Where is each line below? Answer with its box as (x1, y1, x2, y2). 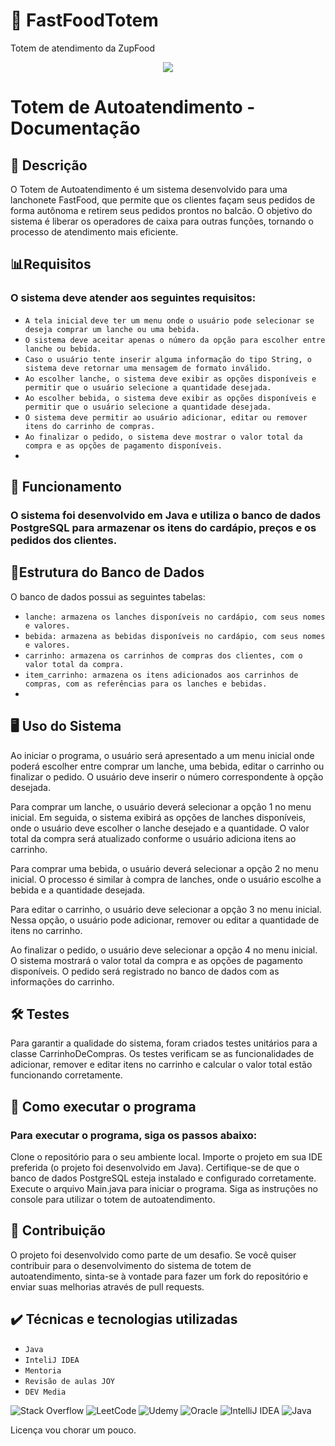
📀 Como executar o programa (10, 1098, 197, 1115)
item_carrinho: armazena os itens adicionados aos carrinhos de (24, 670, 299, 680)
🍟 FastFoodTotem (10, 9, 159, 32)
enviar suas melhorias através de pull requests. (10, 1280, 205, 1293)
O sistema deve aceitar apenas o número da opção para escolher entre (24, 335, 326, 345)
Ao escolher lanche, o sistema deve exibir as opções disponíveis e (24, 374, 317, 384)
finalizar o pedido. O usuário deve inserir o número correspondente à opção (10, 770, 324, 783)
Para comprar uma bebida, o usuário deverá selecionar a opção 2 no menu (10, 862, 319, 874)
